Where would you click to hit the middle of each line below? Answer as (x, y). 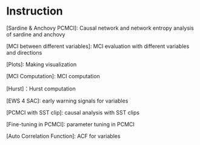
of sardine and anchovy (36, 34)
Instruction (35, 11)
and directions (24, 52)
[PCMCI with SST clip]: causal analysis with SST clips (73, 112)
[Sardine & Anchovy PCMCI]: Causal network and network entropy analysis (100, 28)
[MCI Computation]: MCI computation (53, 76)
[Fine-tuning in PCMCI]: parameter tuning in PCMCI (71, 124)
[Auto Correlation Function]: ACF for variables (63, 136)
